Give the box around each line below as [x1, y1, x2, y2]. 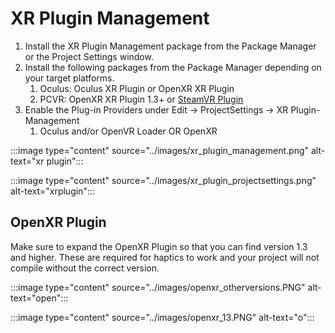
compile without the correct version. [10, 262, 160, 274]
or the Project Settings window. [24, 50, 154, 62]
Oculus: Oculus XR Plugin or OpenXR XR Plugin [39, 82, 235, 94]
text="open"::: [10, 292, 69, 304]
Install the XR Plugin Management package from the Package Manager [24, 40, 317, 52]
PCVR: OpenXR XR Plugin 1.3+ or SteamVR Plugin [39, 93, 244, 105]
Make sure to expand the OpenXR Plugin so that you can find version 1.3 [10, 240, 308, 252]
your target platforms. [24, 72, 115, 84]
